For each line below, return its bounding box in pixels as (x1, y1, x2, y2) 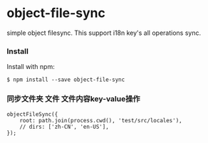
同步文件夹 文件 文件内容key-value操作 (6, 94, 140, 104)
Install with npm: (6, 63, 55, 71)
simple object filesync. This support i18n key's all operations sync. (6, 28, 201, 37)
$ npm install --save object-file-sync (6, 76, 125, 83)
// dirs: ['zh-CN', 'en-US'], (19, 123, 110, 130)
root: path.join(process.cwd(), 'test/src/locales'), (19, 117, 182, 124)
